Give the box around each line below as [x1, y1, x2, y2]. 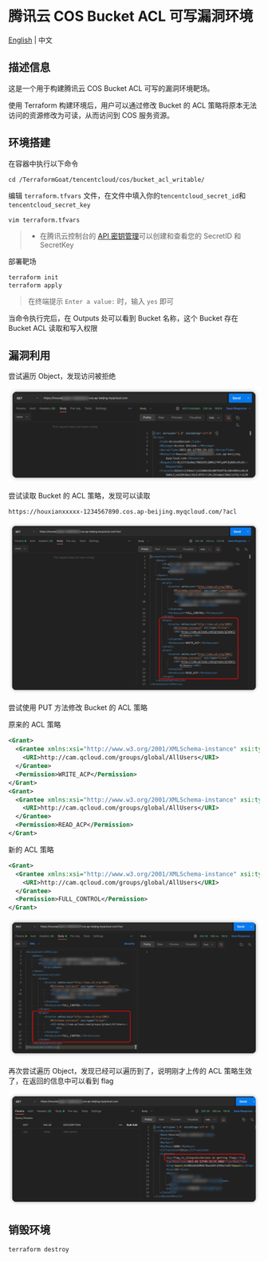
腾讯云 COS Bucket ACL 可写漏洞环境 [8, 7, 254, 26]
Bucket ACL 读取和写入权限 [8, 323, 98, 333]
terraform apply [8, 281, 62, 290]
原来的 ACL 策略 [8, 719, 61, 730]
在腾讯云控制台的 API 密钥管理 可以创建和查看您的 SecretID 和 [39, 231, 242, 240]
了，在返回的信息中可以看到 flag [8, 1076, 114, 1086]
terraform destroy [8, 1246, 69, 1254]
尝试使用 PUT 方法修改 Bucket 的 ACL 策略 [8, 703, 148, 712]
